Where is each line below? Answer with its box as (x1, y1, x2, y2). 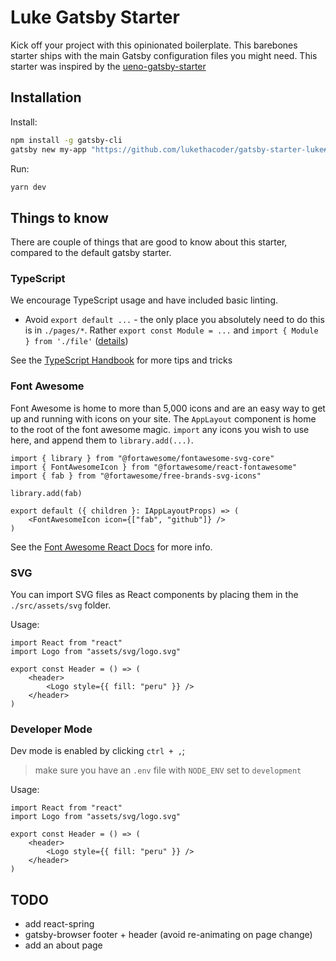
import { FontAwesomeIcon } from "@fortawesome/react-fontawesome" (10, 462, 298, 472)
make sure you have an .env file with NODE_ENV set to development (34, 764, 302, 776)
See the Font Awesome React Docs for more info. (10, 541, 213, 553)
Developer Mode (10, 722, 93, 736)
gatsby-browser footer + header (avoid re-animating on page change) (24, 929, 313, 941)
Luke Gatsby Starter (10, 6, 180, 29)
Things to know (10, 209, 109, 226)
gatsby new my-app (10, 144, 87, 155)
